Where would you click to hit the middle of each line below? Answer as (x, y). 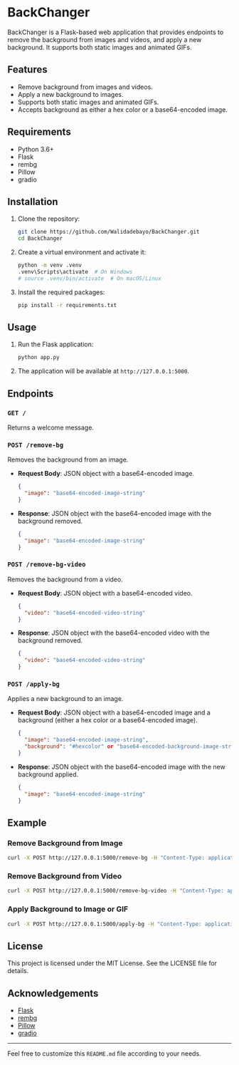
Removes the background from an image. (68, 459)
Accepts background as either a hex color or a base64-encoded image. (122, 109)
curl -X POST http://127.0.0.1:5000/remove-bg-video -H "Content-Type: (116, 891)
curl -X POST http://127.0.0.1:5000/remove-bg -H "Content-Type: (106, 858)
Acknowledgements (53, 993)
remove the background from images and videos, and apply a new (105, 39)
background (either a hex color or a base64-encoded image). (107, 720)
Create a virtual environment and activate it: (82, 252)
